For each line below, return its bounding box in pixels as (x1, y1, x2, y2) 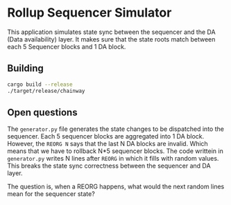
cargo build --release (7, 81, 73, 88)
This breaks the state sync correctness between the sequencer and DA (7, 161, 211, 170)
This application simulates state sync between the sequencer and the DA (7, 28, 216, 36)
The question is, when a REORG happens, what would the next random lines (7, 182, 225, 191)
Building (7, 62, 44, 74)
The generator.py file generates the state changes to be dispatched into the (7, 125, 224, 133)
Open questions (7, 106, 78, 118)
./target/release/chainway (7, 87, 85, 94)
